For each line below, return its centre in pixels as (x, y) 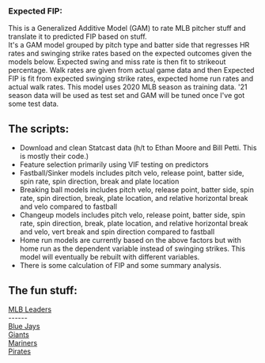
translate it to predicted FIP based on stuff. (78, 36)
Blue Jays (24, 326)
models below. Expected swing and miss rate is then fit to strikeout (117, 62)
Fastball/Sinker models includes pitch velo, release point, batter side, (132, 173)
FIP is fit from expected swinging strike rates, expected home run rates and (131, 79)
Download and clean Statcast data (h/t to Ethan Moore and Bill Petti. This (138, 148)
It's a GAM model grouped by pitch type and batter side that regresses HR (129, 45)
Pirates (20, 351)
